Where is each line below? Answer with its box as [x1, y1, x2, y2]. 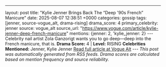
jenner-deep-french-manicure [5, 30, 67, 36]
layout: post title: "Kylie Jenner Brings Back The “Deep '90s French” [5, 10, 143, 15]
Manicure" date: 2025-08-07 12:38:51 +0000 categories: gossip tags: [5, 15, 147, 21]
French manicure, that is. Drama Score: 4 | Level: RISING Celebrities [5, 41, 146, 46]
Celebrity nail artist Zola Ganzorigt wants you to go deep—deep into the [5, 36, 152, 42]
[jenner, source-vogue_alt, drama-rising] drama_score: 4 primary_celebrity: [5, 20, 159, 26]
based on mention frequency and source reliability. [5, 57, 109, 62]
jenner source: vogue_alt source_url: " [5, 25, 83, 31]
